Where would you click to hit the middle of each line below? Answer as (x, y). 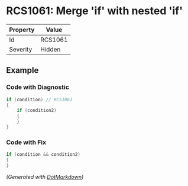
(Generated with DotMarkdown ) (45, 177)
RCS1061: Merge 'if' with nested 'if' (95, 11)
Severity (21, 49)
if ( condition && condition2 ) (43, 155)
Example (22, 70)
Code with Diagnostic (38, 87)
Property (22, 30)
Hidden (51, 49)
